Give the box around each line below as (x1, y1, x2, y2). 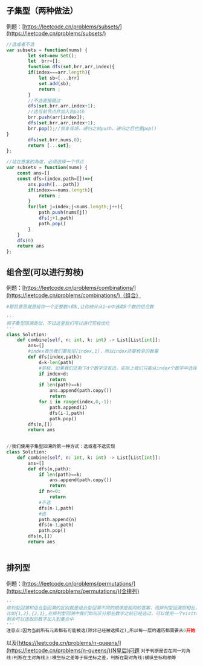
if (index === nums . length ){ (28, 187, 94, 193)
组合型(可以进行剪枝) (6, 267, 84, 277)
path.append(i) (49, 404, 88, 411)
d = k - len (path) (38, 359, 74, 365)
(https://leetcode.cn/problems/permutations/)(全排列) (6, 588, 140, 595)
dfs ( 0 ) (17, 237, 34, 243)
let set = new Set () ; (28, 53, 77, 59)
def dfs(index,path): (28, 354, 83, 360)
